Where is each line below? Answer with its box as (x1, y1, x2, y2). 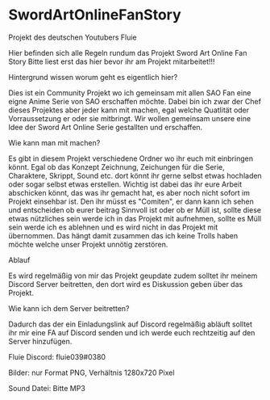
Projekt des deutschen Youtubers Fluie (8, 32, 137, 42)
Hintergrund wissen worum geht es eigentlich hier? (8, 72, 178, 82)
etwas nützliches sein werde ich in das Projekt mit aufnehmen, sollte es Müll (8, 213, 262, 223)
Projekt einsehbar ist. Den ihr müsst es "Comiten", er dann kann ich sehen (8, 196, 254, 206)
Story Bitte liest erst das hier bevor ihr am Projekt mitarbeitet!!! (8, 57, 215, 66)
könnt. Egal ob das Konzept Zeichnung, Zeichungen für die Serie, (8, 162, 226, 171)
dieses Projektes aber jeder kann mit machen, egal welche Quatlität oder (8, 105, 250, 115)
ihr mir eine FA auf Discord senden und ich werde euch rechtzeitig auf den (8, 327, 255, 337)
